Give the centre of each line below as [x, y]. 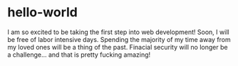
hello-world [43, 12]
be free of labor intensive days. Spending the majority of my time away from [119, 39]
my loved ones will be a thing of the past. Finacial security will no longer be [118, 47]
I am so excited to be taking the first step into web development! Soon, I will [118, 32]
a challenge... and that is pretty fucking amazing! [79, 55]
